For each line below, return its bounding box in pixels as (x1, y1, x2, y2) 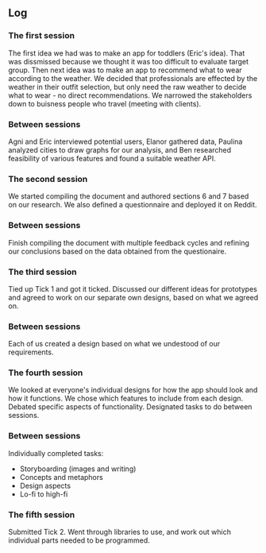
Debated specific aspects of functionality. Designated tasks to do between (8, 402, 253, 412)
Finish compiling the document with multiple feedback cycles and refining (8, 238, 250, 247)
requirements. (8, 347, 54, 357)
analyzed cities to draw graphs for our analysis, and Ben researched (8, 145, 232, 154)
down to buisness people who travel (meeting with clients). (8, 99, 202, 108)
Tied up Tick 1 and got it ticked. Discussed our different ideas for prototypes (8, 284, 258, 293)
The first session (8, 30, 75, 41)
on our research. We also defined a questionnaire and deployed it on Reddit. (8, 200, 257, 210)
